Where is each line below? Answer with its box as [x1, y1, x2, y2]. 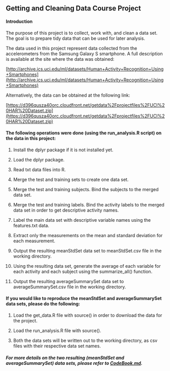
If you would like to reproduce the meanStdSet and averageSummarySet [6, 295, 162, 302]
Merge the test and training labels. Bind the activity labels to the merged [13, 201, 164, 207]
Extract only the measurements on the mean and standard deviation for [13, 232, 163, 238]
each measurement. [13, 238, 55, 244]
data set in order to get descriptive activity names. [13, 207, 119, 213]
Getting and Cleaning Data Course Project [6, 4, 141, 13]
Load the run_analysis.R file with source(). [13, 328, 101, 334]
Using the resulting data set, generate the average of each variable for [13, 263, 161, 269]
